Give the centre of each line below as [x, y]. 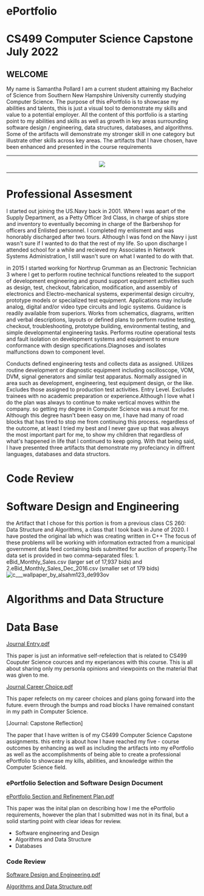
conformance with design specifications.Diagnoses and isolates [86, 346]
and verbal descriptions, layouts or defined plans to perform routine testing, [101, 320]
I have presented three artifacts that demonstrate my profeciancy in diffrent [100, 448]
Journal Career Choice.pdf [40, 687]
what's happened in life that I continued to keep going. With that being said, [101, 441]
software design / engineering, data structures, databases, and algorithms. [100, 128]
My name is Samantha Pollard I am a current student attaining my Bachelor [100, 89]
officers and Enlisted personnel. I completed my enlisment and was [90, 231]
